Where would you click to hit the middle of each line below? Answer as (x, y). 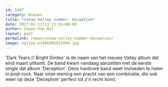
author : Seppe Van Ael (30, 29)
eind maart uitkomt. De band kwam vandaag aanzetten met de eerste (78, 63)
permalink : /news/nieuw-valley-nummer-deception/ (60, 39)
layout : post (19, 34)
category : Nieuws (24, 15)
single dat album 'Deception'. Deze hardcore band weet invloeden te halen (84, 68)
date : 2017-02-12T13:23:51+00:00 (41, 24)
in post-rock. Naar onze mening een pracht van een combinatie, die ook (81, 74)
